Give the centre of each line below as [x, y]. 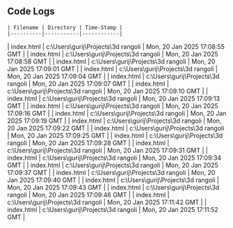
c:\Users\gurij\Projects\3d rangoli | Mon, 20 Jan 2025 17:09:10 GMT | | [108, 91]
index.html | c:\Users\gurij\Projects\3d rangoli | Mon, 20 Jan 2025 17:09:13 [114, 98]
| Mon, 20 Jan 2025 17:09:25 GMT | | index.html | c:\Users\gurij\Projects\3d [115, 135]
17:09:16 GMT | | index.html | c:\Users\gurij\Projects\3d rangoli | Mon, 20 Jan [117, 113]
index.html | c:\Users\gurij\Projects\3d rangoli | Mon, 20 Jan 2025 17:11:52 [113, 209]
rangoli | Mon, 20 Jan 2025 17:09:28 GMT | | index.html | [88, 143]
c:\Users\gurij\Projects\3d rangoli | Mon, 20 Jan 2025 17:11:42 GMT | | [107, 202]
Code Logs [31, 12]
